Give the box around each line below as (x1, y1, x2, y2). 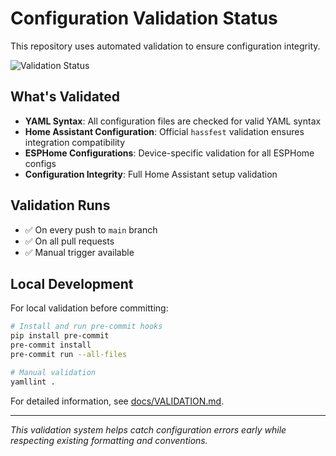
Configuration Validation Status (10, 7, 278, 30)
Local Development (10, 275, 134, 292)
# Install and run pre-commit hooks (10, 322, 163, 332)
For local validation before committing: (10, 302, 169, 314)
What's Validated (10, 88, 121, 106)
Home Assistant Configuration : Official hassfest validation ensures (24, 125, 305, 137)
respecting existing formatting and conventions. (10, 434, 208, 446)
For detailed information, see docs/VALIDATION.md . (10, 395, 225, 407)
